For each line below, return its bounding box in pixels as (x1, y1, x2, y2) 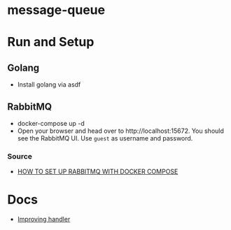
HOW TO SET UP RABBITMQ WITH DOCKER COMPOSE (17, 167, 178, 176)
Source (7, 151, 33, 161)
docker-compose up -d (17, 120, 85, 127)
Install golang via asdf (17, 80, 81, 89)
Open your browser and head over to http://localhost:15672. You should (17, 127, 224, 135)
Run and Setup (7, 34, 94, 50)
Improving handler (17, 215, 71, 224)
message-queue (7, 2, 106, 18)
